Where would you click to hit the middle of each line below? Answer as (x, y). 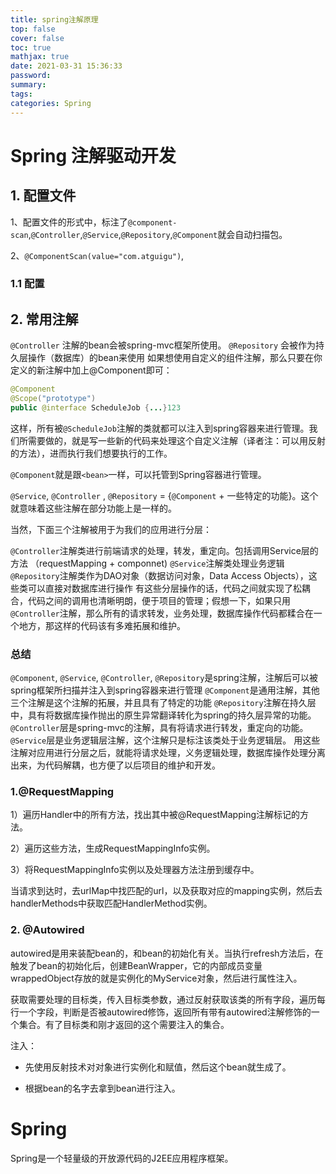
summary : (28, 85)
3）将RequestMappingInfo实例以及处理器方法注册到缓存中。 (135, 870)
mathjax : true (40, 57)
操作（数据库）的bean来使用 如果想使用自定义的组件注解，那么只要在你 (175, 358)
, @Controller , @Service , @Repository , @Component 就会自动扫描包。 (158, 234)
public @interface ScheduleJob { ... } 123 (96, 407)
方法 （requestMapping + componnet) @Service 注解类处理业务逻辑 (147, 563)
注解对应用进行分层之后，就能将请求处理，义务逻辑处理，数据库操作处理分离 (168, 753)
